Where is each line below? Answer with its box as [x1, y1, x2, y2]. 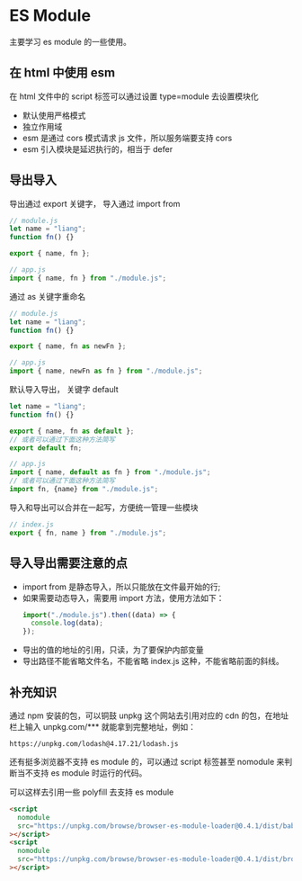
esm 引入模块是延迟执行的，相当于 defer [22, 143, 173, 154]
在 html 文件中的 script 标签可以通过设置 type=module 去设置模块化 [9, 91, 259, 102]
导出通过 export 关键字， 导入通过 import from [9, 198, 181, 209]
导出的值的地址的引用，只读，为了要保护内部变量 [22, 644, 204, 655]
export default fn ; [9, 443, 83, 453]
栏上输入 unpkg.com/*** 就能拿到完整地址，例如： [9, 721, 196, 732]
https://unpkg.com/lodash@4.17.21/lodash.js [9, 739, 179, 748]
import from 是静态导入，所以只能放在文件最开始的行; [22, 581, 221, 592]
